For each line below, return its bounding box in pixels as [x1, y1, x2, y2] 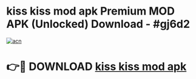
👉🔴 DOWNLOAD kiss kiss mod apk [6, 60, 187, 74]
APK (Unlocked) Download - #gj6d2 [6, 17, 190, 31]
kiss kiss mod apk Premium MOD [6, 4, 175, 18]
